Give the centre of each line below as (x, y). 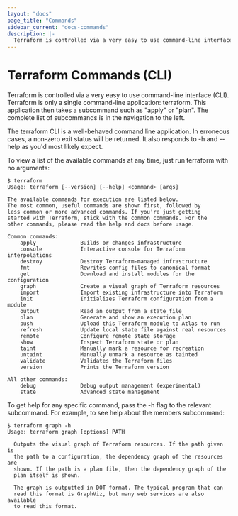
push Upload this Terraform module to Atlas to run (120, 324)
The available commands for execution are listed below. (93, 199)
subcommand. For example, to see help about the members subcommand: (116, 413)
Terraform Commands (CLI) (90, 76)
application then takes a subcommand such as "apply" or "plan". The (108, 110)
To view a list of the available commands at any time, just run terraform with (118, 160)
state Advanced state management (90, 392)
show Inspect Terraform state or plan (100, 342)
